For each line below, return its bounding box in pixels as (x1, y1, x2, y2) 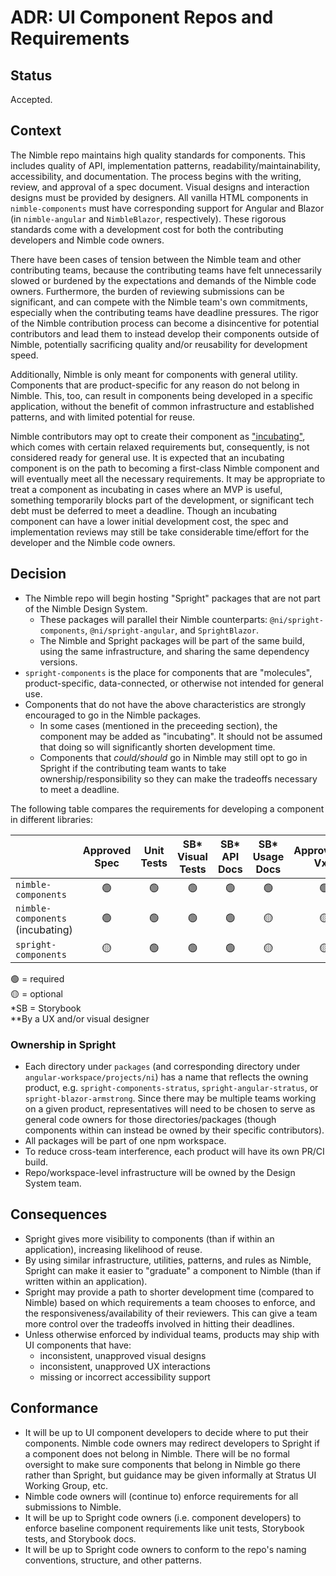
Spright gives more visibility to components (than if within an (24, 1232, 275, 1245)
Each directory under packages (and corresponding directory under (24, 1060, 301, 1072)
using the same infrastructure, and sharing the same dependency (39, 645, 310, 657)
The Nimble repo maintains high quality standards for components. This (10, 149, 306, 161)
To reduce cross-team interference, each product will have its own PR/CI (24, 1145, 325, 1157)
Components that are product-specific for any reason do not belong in (10, 379, 300, 391)
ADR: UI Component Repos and (10, 6, 274, 29)
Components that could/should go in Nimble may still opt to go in (39, 751, 308, 763)
